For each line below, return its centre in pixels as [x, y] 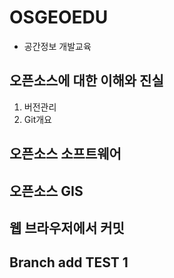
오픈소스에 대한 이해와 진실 [86, 81]
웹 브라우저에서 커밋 [67, 227]
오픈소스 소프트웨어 [65, 154]
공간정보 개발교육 [57, 46]
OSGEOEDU [59, 17]
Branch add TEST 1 [69, 262]
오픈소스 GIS [46, 191]
